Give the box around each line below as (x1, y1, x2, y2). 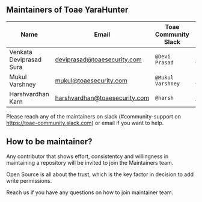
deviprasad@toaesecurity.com (55, 55, 142, 64)
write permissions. (6, 177, 52, 184)
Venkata (9, 47, 33, 56)
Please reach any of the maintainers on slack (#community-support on (6, 112, 182, 120)
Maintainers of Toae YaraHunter (6, 5, 129, 15)
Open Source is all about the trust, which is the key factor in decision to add (6, 171, 194, 178)
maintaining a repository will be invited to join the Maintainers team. (6, 159, 174, 166)
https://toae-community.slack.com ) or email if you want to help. (6, 119, 164, 126)
